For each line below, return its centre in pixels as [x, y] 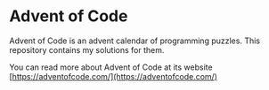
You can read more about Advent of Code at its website [111, 67]
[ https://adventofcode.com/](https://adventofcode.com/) [114, 76]
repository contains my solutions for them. [87, 49]
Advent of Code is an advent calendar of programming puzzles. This [135, 41]
